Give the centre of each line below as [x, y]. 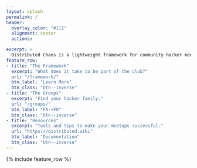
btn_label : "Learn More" [42, 82]
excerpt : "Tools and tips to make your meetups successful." [88, 126]
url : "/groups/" [31, 104]
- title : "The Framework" [38, 66]
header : [16, 22]
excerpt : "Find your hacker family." [57, 99]
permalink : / [22, 17]
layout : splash [25, 11]
